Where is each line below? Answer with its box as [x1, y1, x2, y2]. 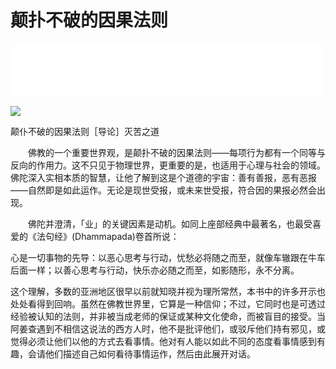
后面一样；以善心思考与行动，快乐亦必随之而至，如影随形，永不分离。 [10, 264, 300, 276]
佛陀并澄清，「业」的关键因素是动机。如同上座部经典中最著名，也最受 [27, 217, 313, 230]
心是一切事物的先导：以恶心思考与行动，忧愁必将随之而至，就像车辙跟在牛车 [10, 251, 326, 263]
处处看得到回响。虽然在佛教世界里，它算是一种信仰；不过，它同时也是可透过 [10, 297, 326, 310]
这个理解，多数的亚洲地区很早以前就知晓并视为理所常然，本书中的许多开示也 [10, 285, 326, 297]
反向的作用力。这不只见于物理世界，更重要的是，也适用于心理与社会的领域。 [10, 159, 326, 171]
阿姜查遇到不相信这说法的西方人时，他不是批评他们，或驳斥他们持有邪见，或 [10, 322, 326, 335]
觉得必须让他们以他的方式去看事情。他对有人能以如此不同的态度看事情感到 [10, 335, 317, 347]
